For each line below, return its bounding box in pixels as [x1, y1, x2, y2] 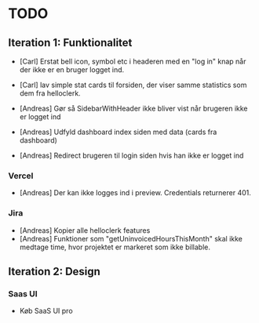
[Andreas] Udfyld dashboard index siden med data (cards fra [19, 127, 217, 136]
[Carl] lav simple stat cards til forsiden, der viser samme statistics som [19, 80, 247, 89]
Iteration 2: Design [8, 264, 100, 278]
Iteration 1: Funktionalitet [8, 36, 133, 49]
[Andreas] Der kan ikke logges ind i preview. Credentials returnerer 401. [19, 188, 251, 198]
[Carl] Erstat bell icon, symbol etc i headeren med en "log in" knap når [19, 56, 246, 66]
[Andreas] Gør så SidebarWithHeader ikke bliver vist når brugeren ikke [19, 103, 249, 113]
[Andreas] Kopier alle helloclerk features [19, 225, 151, 235]
